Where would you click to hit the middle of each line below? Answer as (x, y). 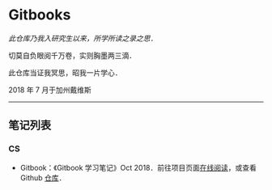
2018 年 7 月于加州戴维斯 (50, 90)
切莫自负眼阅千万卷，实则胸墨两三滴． (72, 55)
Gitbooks (40, 15)
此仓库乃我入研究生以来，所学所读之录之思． (83, 38)
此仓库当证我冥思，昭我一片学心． (65, 72)
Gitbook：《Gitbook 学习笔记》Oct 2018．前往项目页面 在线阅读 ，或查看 (138, 167)
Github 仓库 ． (43, 177)
